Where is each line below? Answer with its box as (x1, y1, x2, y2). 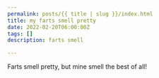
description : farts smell (7, 37, 83, 44)
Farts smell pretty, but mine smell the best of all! (7, 62, 147, 71)
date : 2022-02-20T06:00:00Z (7, 23, 90, 30)
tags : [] (7, 30, 33, 38)
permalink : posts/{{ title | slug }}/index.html (7, 10, 153, 18)
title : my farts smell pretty (7, 17, 97, 24)
